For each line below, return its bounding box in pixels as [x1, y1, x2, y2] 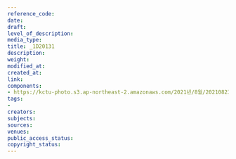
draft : [7, 23, 27, 30]
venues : [7, 128, 30, 135]
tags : [7, 96, 23, 103]
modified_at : [7, 63, 46, 70]
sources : [7, 121, 33, 129]
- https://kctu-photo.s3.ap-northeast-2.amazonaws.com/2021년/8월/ [7, 89, 206, 96]
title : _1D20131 [7, 43, 55, 50]
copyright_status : [7, 141, 61, 148]
